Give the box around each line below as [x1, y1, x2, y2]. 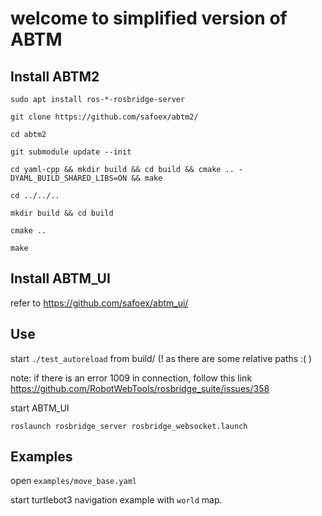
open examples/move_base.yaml [10, 475, 137, 487]
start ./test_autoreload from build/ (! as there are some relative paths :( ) [10, 352, 313, 364]
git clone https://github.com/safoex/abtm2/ [10, 112, 199, 122]
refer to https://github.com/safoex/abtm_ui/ [10, 297, 189, 309]
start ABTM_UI [10, 402, 70, 414]
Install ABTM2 [10, 68, 100, 85]
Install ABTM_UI [10, 270, 111, 287]
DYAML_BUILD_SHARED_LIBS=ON [10, 173, 128, 183]
